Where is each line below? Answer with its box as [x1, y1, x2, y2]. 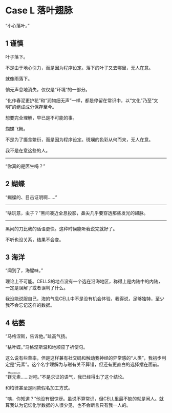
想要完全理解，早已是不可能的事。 [5, 114, 77, 121]
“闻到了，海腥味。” [5, 267, 44, 273]
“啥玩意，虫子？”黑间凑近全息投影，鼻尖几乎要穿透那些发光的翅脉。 [5, 210, 148, 216]
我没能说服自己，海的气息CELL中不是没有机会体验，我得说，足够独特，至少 [5, 296, 165, 302]
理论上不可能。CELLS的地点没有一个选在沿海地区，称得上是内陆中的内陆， [5, 278, 163, 285]
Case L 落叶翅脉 [5, 5, 73, 16]
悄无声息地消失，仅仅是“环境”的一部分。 [5, 86, 91, 92]
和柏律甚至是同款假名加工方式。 [5, 385, 73, 391]
